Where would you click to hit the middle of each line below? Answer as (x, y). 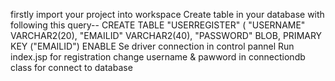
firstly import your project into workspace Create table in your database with (167, 14)
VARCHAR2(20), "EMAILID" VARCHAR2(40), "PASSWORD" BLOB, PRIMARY (166, 35)
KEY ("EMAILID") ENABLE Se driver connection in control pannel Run (152, 46)
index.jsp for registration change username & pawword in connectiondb (158, 57)
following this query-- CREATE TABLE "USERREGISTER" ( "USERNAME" (158, 25)
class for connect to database (71, 67)
